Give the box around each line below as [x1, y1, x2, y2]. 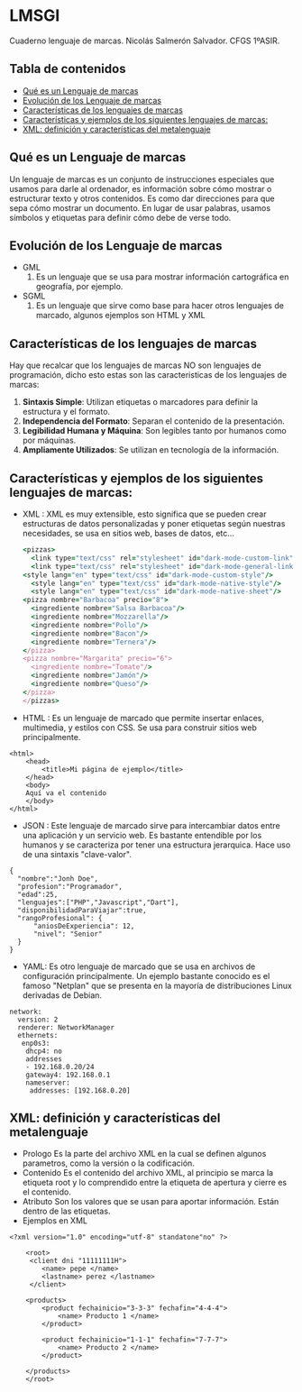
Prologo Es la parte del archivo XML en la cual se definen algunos [22, 1149, 267, 1159]
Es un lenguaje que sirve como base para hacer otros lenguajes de [35, 300, 284, 311]
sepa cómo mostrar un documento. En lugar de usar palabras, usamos [9, 202, 271, 213]
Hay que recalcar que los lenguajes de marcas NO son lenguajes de [9, 360, 261, 371]
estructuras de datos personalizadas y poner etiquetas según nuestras [22, 518, 286, 528]
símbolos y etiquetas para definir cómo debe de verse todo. [9, 212, 232, 223]
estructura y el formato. [22, 407, 111, 417]
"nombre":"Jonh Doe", [17, 874, 99, 884]
